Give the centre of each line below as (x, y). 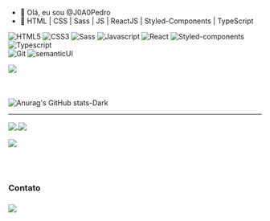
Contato (25, 188)
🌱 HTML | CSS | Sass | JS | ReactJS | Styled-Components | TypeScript (137, 21)
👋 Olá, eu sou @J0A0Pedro (65, 12)
